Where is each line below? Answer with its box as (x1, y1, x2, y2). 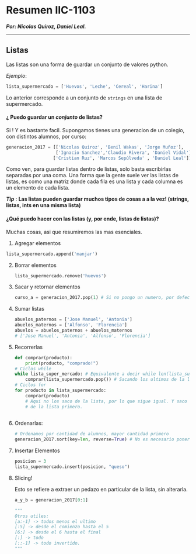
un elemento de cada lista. (6, 184, 70, 191)
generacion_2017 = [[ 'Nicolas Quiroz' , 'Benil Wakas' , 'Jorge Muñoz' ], (6, 144, 184, 150)
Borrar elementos (14, 261, 57, 269)
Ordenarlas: (14, 419, 43, 427)
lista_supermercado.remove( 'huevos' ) (14, 273, 107, 278)
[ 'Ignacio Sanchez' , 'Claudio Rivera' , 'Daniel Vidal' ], (55, 150, 194, 156)
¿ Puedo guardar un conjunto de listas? (6, 113, 103, 121)
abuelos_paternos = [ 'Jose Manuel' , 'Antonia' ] (14, 316, 133, 322)
